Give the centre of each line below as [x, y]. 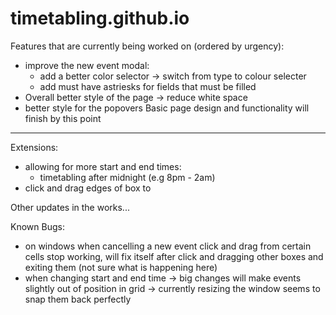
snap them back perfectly [78, 299]
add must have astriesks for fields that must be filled [148, 86]
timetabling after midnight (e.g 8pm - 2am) [127, 177]
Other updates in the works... [70, 207]
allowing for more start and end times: [103, 166]
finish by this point [63, 118]
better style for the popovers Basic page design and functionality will [167, 108]
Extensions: [34, 147]
